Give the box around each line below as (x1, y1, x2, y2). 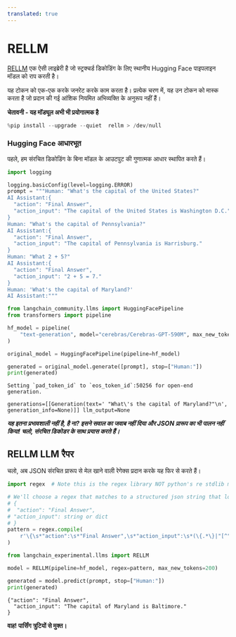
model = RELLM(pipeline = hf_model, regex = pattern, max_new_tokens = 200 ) (7, 565, 218, 572)
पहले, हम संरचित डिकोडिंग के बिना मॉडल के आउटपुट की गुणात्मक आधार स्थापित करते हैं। (7, 154, 206, 163)
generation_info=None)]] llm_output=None (7, 407, 131, 414)
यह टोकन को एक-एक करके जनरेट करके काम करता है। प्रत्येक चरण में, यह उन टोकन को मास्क (7, 86, 219, 94)
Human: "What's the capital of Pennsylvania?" (7, 220, 146, 227)
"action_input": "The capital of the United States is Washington (13, 208, 212, 215)
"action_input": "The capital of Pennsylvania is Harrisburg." (13, 240, 202, 247)
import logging (7, 168, 52, 176)
